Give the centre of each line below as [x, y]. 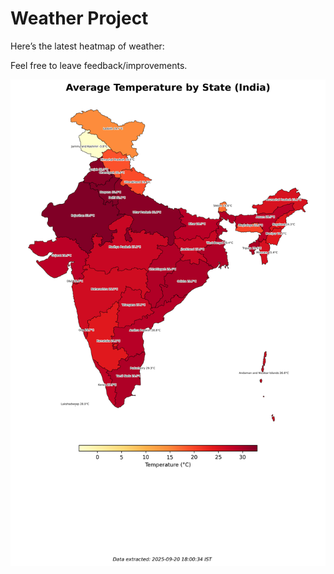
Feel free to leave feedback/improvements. [99, 65]
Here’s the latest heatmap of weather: [87, 46]
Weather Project [79, 18]
